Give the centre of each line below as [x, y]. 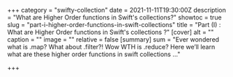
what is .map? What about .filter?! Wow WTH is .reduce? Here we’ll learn [111, 47]
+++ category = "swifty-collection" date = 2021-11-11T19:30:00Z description [117, 10]
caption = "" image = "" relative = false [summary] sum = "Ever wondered [113, 40]
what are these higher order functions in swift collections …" [94, 54]
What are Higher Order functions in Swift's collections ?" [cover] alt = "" [111, 32]
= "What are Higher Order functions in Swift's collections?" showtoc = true [114, 17]
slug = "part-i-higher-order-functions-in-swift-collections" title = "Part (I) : [114, 25]
